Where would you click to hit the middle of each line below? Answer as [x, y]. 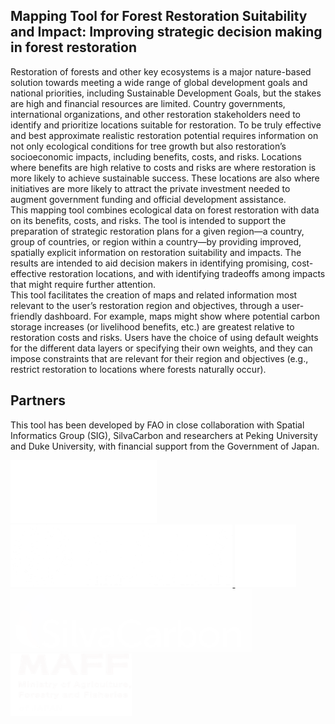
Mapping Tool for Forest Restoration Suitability [159, 16]
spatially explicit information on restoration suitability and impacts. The [156, 252]
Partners [38, 400]
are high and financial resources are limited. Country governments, [148, 103]
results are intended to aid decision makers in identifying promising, [150, 263]
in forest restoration [73, 47]
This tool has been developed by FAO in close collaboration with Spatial [157, 425]
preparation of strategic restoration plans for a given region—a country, [157, 231]
